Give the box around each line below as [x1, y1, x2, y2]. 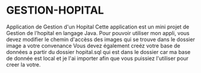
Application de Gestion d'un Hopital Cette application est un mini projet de [6, 23, 190, 30]
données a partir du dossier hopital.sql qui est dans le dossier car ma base [6, 48, 191, 55]
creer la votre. [6, 61, 41, 68]
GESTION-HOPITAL [6, 4, 104, 17]
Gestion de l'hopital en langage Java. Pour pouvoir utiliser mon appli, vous [6, 29, 190, 36]
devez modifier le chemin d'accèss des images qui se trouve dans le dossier [6, 36, 195, 43]
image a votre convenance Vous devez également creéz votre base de [6, 42, 181, 49]
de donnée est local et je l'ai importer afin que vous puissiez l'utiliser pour [6, 55, 189, 62]
